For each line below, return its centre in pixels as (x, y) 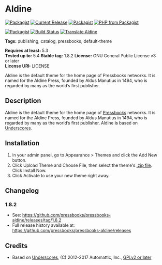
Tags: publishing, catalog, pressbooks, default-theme (59, 41)
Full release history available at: (43, 225)
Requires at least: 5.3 (27, 50)
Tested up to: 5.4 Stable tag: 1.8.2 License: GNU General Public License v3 (81, 55)
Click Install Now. (29, 170)
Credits (16, 246)
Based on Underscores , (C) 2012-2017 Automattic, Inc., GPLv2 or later (82, 257)
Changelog (22, 191)
